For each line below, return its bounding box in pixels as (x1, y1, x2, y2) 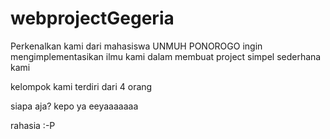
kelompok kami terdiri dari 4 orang (10, 80, 153, 92)
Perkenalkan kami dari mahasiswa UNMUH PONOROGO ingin (10, 40, 263, 52)
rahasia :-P (10, 119, 56, 131)
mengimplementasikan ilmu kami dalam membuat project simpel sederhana (10, 50, 322, 62)
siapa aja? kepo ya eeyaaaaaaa (10, 100, 139, 112)
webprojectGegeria (10, 7, 175, 30)
